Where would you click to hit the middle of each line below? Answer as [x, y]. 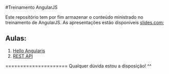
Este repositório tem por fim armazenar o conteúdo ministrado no [74, 17]
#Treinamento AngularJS [31, 7]
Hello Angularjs [29, 51]
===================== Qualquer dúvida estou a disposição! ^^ [79, 66]
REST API [23, 56]
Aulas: [16, 38]
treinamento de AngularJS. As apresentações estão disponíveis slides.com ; [85, 23]
